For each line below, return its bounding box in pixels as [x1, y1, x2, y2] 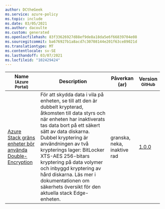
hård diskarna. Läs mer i [40, 171, 96, 178]
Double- [7, 153, 27, 160]
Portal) [14, 84, 28, 90]
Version [138, 76, 158, 83]
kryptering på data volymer [40, 159, 103, 166]
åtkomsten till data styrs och [40, 110, 106, 117]
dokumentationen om [40, 178, 90, 184]
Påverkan [110, 75, 134, 82]
